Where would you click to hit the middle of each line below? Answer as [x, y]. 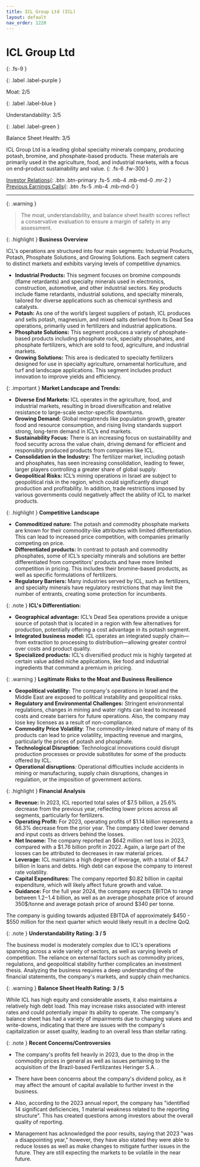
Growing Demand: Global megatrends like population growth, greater [100, 419]
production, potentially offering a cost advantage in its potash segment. [102, 630]
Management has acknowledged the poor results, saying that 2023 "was [104, 1134]
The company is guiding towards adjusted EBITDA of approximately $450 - [98, 915]
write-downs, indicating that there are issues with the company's [86, 1025]
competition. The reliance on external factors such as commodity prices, [95, 958]
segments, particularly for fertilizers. [59, 815]
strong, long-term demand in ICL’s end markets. [73, 431]
